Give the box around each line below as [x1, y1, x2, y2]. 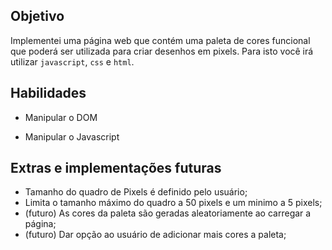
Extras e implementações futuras [10, 160, 222, 177]
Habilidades [10, 85, 87, 102]
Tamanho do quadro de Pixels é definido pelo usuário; [24, 186, 248, 198]
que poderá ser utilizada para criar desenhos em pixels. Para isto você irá [10, 45, 314, 57]
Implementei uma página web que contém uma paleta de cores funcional [10, 34, 311, 46]
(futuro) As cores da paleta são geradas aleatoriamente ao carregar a [24, 207, 312, 219]
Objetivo [10, 8, 65, 25]
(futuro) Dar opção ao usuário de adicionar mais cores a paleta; [24, 229, 287, 241]
